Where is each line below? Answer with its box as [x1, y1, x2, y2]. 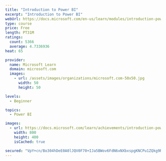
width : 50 [18, 80, 39, 85]
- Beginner [9, 98, 32, 104]
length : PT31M [5, 30, 35, 35]
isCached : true [14, 139, 45, 144]
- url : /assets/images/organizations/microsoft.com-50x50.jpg [14, 76, 145, 81]
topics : [5, 107, 21, 113]
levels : [5, 94, 21, 99]
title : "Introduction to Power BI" [5, 7, 79, 12]
